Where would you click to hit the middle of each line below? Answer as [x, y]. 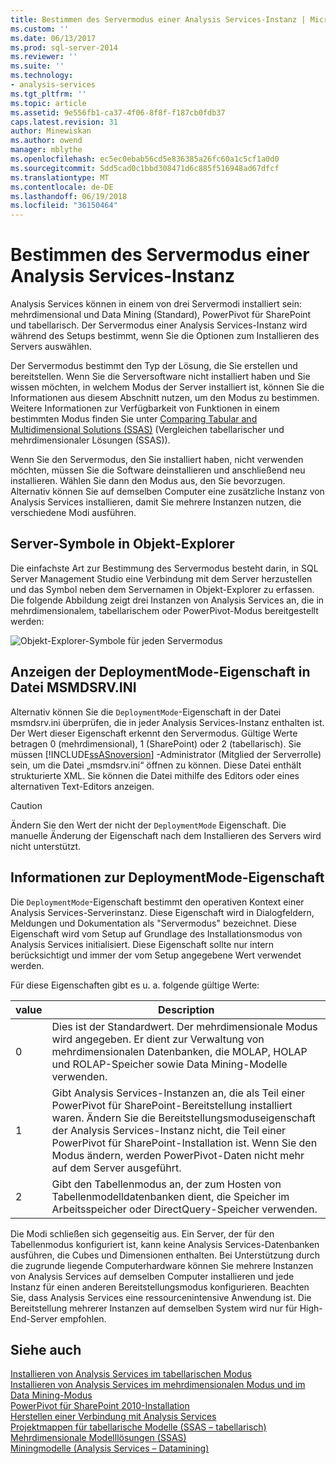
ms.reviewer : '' [44, 57]
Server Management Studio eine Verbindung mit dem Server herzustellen [161, 578]
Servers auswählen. [51, 347]
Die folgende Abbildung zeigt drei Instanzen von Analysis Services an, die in [167, 600]
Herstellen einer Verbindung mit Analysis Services [113, 1417]
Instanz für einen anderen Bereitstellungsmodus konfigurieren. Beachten [160, 1287]
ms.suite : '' [37, 66]
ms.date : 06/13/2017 [53, 38]
